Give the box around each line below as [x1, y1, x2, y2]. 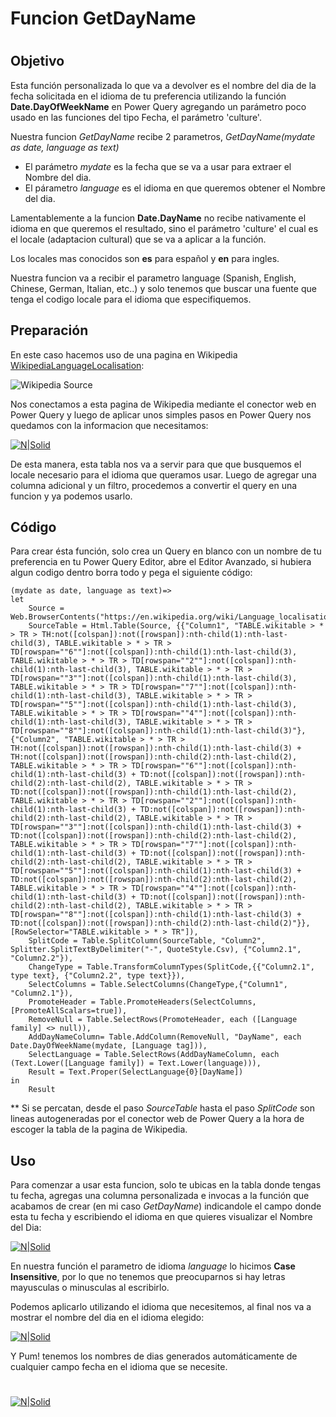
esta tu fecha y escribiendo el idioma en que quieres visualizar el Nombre [10, 1211, 313, 1223]
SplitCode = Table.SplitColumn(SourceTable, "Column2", [28, 936, 267, 946]
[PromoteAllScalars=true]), [10, 1006, 128, 1016]
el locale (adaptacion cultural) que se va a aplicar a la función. [10, 233, 267, 245]
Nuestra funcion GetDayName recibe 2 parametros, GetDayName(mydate [10, 130, 316, 142]
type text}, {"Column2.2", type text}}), [10, 971, 186, 981]
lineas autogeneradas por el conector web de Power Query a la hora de [10, 1113, 305, 1125]
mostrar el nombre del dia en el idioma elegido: [10, 1312, 205, 1324]
